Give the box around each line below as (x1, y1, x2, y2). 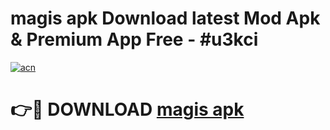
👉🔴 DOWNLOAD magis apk (10, 98, 245, 121)
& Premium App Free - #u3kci (10, 28, 259, 51)
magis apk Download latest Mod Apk (10, 7, 321, 30)
